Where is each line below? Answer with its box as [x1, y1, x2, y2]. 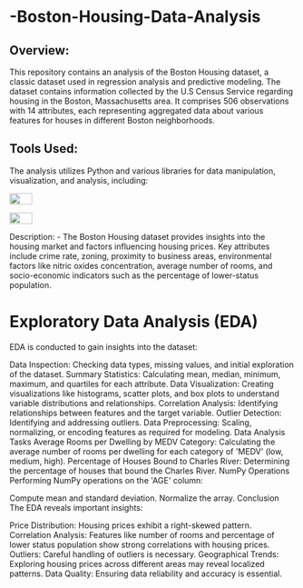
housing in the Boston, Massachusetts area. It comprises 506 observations [9, 95, 289, 106]
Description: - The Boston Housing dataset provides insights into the [9, 231, 266, 242]
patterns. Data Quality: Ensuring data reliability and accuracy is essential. [9, 568, 283, 579]
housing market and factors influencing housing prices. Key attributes [9, 241, 270, 252]
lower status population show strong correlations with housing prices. [9, 539, 270, 550]
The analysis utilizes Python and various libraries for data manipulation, [9, 165, 277, 176]
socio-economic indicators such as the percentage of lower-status [9, 270, 259, 281]
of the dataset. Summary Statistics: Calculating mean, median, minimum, [9, 368, 281, 379]
